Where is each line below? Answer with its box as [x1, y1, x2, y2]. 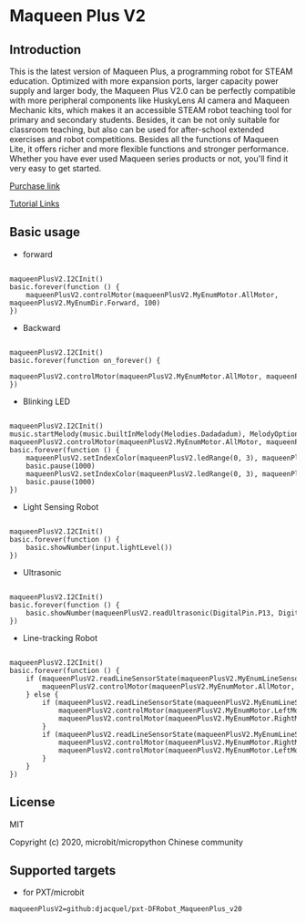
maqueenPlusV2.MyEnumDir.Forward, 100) [9, 298, 161, 307]
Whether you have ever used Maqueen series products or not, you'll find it [9, 153, 289, 164]
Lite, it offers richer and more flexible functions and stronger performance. [9, 143, 290, 154]
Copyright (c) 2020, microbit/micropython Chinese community [9, 836, 244, 847]
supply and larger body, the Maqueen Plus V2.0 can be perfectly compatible [9, 86, 296, 96]
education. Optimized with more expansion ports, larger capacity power [9, 76, 280, 87]
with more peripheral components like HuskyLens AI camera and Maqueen [9, 95, 290, 106]
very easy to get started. [9, 163, 102, 173]
